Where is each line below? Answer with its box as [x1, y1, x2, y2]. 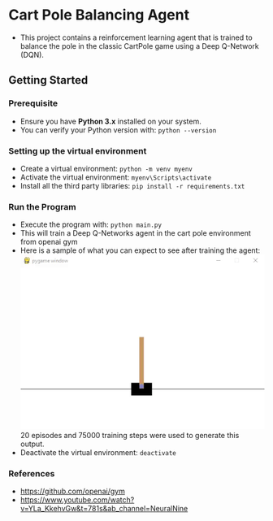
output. [19, 439, 45, 449]
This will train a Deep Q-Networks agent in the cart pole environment [19, 228, 252, 238]
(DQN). [19, 50, 45, 59]
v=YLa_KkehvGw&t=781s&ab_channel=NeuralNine [19, 504, 188, 514]
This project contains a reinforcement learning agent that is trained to [19, 33, 253, 42]
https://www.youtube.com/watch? [19, 495, 135, 505]
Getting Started [8, 73, 89, 87]
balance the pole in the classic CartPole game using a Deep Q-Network [19, 41, 260, 50]
